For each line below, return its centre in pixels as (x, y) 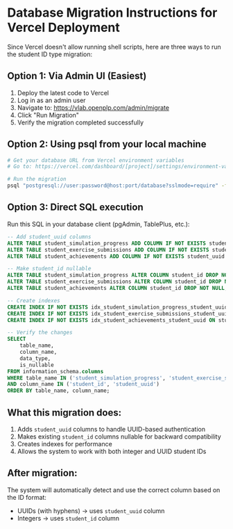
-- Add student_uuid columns (49, 237)
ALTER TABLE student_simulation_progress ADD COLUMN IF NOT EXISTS (107, 243)
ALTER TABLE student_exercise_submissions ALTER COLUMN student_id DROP (114, 282)
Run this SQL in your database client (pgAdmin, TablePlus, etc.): (98, 224)
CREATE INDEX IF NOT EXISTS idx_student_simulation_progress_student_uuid (118, 307)
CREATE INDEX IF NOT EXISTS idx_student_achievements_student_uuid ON (111, 320)
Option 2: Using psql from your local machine (107, 144)
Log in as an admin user (51, 100)
